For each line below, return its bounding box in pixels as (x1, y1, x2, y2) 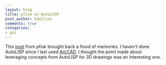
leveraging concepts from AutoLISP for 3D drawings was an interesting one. (5, 54, 162, 60)
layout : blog (5, 7, 32, 12)
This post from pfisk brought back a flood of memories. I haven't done (5, 44, 150, 49)
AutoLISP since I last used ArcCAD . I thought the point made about (5, 49, 142, 55)
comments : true (5, 21, 37, 26)
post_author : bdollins (5, 16, 52, 21)
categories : (5, 26, 30, 31)
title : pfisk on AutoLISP (5, 12, 59, 17)
